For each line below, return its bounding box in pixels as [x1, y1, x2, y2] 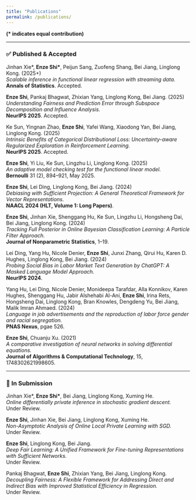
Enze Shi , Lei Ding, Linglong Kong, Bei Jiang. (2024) [6, 183, 132, 190]
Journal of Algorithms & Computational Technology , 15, [6, 353, 143, 360]
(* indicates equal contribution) [6, 30, 84, 37]
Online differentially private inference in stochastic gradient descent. [6, 399, 171, 406]
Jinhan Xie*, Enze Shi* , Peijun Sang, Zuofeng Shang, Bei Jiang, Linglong [6, 63, 180, 70]
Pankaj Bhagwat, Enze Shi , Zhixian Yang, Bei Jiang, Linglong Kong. [6, 470, 167, 477]
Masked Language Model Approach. [6, 268, 94, 275]
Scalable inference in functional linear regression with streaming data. [6, 75, 176, 82]
